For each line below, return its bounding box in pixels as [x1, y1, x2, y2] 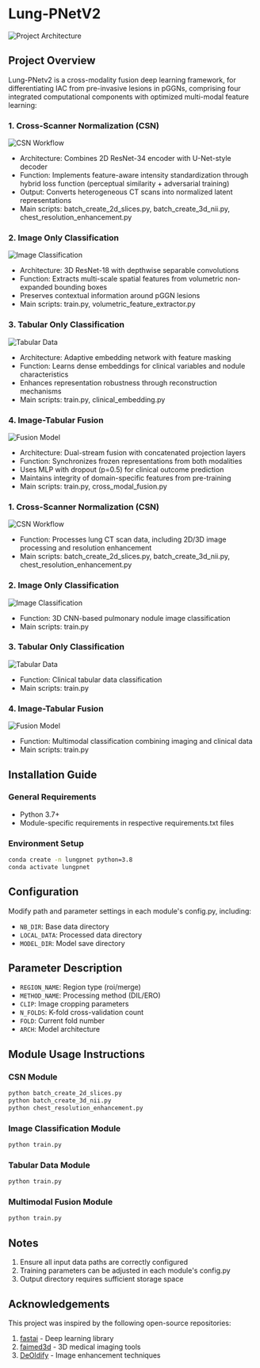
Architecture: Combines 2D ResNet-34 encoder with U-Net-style [19, 154, 231, 163]
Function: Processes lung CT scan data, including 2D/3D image [19, 535, 227, 544]
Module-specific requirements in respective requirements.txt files [19, 818, 235, 827]
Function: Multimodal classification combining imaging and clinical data [19, 737, 253, 746]
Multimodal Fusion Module [8, 1197, 113, 1208]
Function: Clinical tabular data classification [19, 675, 162, 684]
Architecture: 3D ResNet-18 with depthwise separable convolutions [19, 266, 239, 275]
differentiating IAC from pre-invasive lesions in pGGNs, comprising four [8, 83, 241, 93]
